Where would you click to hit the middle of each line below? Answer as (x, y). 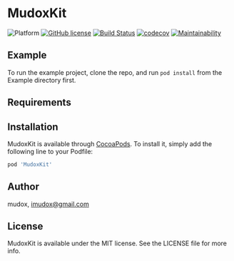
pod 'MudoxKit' (30, 164)
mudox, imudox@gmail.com (48, 204)
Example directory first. (42, 80)
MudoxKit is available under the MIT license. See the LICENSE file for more (117, 243)
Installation (33, 127)
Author (23, 187)
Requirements (39, 102)
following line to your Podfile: (50, 151)
